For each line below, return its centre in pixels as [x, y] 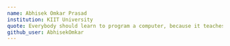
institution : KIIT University [50, 20]
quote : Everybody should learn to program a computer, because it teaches [116, 26]
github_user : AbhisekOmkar [46, 32]
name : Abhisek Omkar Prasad [47, 13]
